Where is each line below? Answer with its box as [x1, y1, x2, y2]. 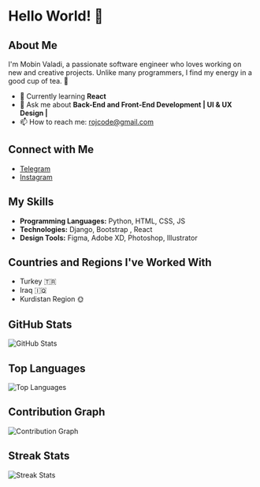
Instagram [19, 172, 53, 182]
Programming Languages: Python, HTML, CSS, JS [19, 216, 186, 226]
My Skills [8, 195, 54, 208]
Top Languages [8, 362, 86, 375]
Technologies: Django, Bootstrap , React [19, 224, 153, 234]
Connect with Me [8, 143, 95, 156]
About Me [8, 39, 58, 52]
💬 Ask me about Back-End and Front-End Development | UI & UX [19, 100, 232, 109]
